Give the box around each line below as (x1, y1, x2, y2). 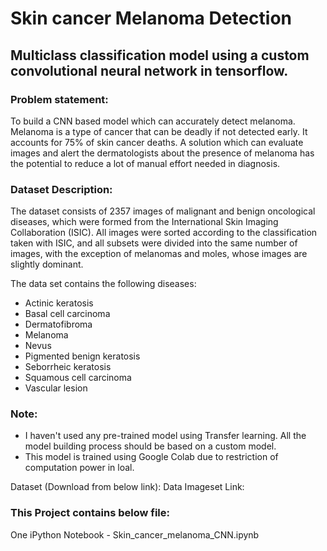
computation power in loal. (24, 462, 135, 474)
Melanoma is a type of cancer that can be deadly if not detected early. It (10, 125, 308, 137)
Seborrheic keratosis (24, 361, 112, 373)
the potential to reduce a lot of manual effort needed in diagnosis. (10, 157, 281, 169)
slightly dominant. (10, 258, 84, 271)
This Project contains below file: (10, 506, 171, 520)
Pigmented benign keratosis (24, 350, 141, 362)
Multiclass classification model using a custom (10, 47, 310, 64)
